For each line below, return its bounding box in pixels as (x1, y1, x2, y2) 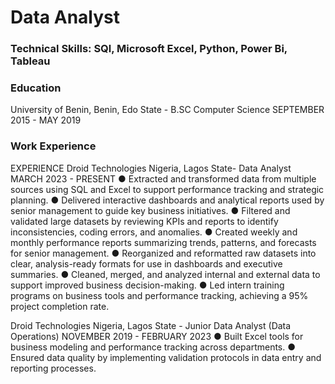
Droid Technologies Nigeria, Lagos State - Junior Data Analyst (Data (10, 319, 292, 331)
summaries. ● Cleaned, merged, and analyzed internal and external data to (10, 268, 321, 280)
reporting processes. (10, 362, 97, 374)
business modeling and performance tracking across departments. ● (10, 341, 297, 353)
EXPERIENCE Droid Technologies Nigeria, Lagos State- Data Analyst (10, 162, 292, 174)
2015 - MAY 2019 (10, 114, 82, 126)
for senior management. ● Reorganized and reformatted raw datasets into (10, 247, 317, 259)
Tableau (10, 54, 51, 68)
